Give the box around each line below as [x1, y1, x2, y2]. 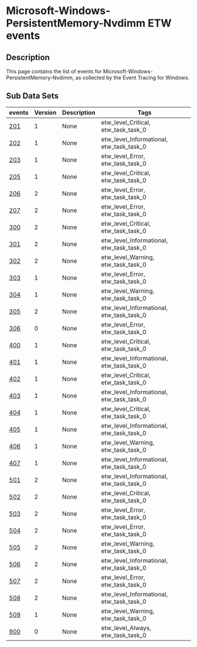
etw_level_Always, [101, 624, 151, 632]
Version [34, 108, 57, 117]
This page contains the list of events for [6, 68, 102, 74]
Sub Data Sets [6, 91, 59, 101]
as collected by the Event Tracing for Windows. [75, 74, 189, 81]
